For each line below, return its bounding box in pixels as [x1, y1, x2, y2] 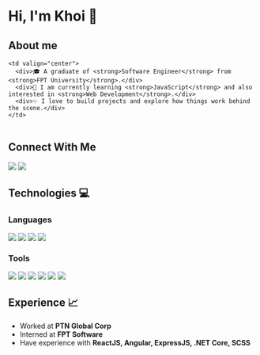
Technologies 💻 [8, 186, 90, 200]
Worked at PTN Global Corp [19, 321, 112, 330]
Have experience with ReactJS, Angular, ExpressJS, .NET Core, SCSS [19, 338, 251, 347]
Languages [8, 214, 53, 225]
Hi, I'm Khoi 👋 [8, 7, 98, 25]
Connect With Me [8, 140, 96, 154]
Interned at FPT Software [19, 329, 104, 339]
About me [8, 39, 58, 52]
